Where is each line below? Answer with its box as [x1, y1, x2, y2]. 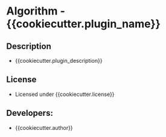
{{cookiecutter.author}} [14, 124, 74, 131]
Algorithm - [6, 4, 65, 18]
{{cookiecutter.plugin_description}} [14, 57, 103, 64]
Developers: [6, 108, 53, 118]
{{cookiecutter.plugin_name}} [6, 17, 161, 31]
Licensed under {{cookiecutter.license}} [14, 91, 115, 98]
